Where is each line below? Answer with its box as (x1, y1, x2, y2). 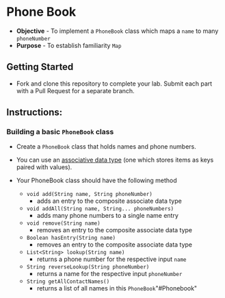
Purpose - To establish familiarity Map (16, 41, 122, 49)
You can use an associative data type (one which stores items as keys (16, 156, 214, 164)
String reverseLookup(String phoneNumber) (26, 264, 150, 271)
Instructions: (6, 107, 63, 119)
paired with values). (16, 163, 72, 171)
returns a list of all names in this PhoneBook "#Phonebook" (36, 284, 198, 293)
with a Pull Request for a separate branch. (16, 86, 135, 95)
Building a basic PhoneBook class (6, 127, 114, 137)
